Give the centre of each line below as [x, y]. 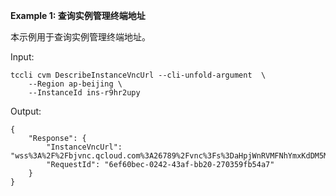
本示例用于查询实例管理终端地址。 [80, 37]
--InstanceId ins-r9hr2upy [84, 93]
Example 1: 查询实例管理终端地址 [78, 15]
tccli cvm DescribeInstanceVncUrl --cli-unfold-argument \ [138, 75]
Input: [22, 57]
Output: [26, 111]
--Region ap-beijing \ [75, 84]
